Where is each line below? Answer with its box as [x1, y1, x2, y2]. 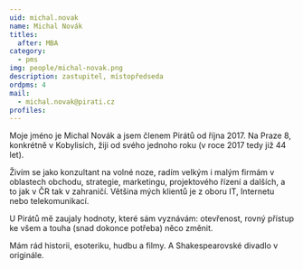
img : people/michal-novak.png [9, 64, 124, 73]
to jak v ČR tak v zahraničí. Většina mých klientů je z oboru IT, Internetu [9, 186, 275, 197]
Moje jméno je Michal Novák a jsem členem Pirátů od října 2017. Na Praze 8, [9, 130, 292, 141]
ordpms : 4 [9, 80, 47, 89]
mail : [9, 88, 30, 97]
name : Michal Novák [9, 22, 83, 31]
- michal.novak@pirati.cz [17, 97, 116, 107]
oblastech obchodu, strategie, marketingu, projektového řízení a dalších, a [9, 177, 286, 188]
